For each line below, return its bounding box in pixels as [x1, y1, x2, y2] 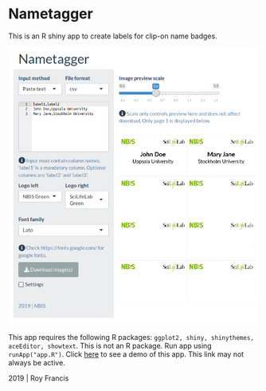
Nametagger [8, 5, 93, 23]
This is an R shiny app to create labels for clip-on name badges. [8, 31, 217, 41]
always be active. [8, 358, 65, 368]
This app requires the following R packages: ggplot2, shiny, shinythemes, [8, 333, 255, 342]
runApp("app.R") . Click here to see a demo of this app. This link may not [8, 350, 244, 359]
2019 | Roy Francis [8, 373, 69, 383]
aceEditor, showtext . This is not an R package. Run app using [8, 341, 213, 351]
